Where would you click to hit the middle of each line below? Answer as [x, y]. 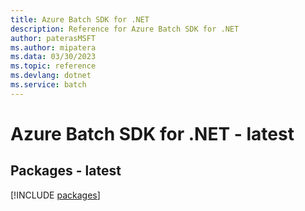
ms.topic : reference [53, 66]
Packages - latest [66, 171]
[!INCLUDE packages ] [55, 195]
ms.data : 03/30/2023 [53, 57]
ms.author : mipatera [53, 47]
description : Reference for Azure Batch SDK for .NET [125, 29]
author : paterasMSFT [53, 38]
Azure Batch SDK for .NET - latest [152, 133]
